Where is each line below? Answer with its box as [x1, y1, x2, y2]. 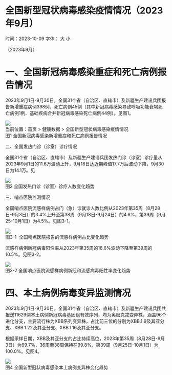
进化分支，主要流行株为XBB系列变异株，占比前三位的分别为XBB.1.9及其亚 [5, 318, 160, 324]
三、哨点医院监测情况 [5, 194, 50, 200]
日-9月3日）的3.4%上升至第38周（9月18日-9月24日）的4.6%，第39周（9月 [5, 211, 166, 217]
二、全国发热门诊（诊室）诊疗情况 [5, 143, 77, 149]
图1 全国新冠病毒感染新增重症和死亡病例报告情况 [5, 132, 107, 139]
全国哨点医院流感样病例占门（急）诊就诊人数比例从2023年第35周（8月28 [5, 205, 160, 211]
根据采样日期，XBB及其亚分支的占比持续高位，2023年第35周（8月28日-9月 [5, 335, 165, 342]
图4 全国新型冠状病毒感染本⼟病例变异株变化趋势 [5, 364, 109, 370]
